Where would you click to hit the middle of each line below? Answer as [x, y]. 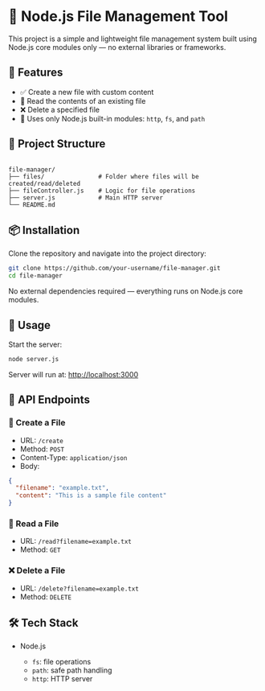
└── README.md [32, 204]
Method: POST [42, 449]
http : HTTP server [62, 679]
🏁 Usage [29, 325]
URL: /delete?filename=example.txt [79, 588]
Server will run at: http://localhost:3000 [73, 374]
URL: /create [42, 440]
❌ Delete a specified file [60, 109]
